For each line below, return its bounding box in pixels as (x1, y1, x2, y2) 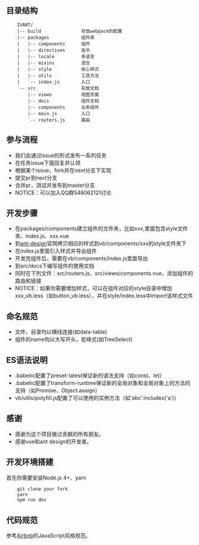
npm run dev (17, 497, 47, 503)
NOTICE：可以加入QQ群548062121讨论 (14, 189, 112, 196)
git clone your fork (17, 486, 68, 492)
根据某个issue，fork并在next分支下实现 (14, 167, 112, 174)
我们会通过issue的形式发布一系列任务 (14, 152, 107, 159)
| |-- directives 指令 (17, 47, 91, 53)
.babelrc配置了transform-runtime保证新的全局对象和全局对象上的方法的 (14, 380, 191, 387)
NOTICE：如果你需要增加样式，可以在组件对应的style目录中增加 (14, 285, 172, 292)
